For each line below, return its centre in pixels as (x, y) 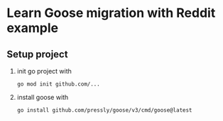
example (33, 28)
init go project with (44, 71)
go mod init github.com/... (58, 84)
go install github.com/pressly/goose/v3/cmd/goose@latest (104, 110)
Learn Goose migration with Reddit (111, 13)
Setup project (37, 54)
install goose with (43, 97)
